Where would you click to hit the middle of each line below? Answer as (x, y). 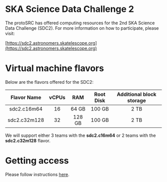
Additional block (136, 94)
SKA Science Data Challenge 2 (70, 9)
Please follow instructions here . (37, 174)
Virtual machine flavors (55, 68)
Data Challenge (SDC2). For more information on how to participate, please (82, 28)
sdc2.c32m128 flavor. (28, 140)
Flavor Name (26, 97)
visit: (10, 33)
